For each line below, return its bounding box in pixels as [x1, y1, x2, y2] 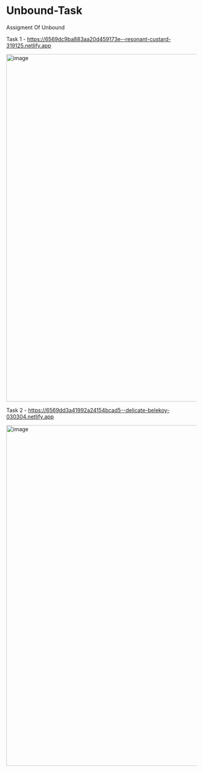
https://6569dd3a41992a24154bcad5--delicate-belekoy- [28, 406, 170, 414]
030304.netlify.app [6, 413, 54, 420]
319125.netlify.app [6, 42, 51, 49]
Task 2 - [6, 406, 27, 414]
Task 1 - [6, 35, 26, 42]
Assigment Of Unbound [6, 24, 65, 31]
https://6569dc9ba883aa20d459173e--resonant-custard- [27, 35, 171, 42]
